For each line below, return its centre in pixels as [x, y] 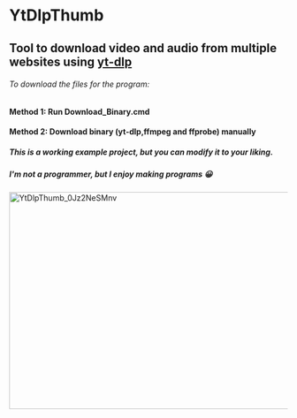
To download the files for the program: [80, 84]
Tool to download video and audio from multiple [143, 48]
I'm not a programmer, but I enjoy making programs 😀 [111, 174]
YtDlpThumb [57, 15]
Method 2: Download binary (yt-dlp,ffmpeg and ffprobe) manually [133, 132]
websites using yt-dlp [71, 61]
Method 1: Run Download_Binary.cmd [80, 111]
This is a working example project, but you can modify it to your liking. [141, 152]
